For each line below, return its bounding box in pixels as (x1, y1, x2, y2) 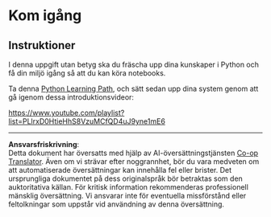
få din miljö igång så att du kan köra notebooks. (8, 68, 166, 78)
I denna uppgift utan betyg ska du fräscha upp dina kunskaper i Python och (8, 59, 260, 69)
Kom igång (8, 6, 82, 25)
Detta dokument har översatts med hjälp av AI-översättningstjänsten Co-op (8, 148, 259, 158)
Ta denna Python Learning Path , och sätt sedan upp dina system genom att (8, 84, 259, 93)
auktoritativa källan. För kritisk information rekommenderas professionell (8, 182, 248, 191)
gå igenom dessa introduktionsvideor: (8, 92, 135, 102)
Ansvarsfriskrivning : (8, 140, 80, 149)
